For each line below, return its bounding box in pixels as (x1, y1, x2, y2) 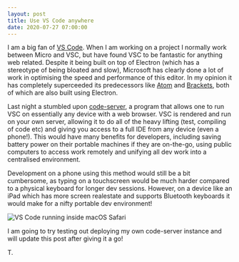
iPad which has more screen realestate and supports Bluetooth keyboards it (7, 192, 230, 200)
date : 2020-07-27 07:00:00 (7, 23, 88, 31)
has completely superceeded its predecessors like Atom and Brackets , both (7, 81, 230, 90)
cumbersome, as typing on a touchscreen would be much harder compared (7, 177, 230, 185)
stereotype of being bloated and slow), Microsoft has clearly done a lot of (7, 65, 224, 75)
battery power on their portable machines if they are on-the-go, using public (7, 140, 232, 149)
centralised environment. (7, 155, 81, 164)
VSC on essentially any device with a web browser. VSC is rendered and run (7, 110, 232, 118)
